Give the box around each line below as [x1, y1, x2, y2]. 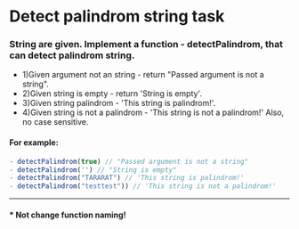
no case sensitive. [21, 117, 89, 127]
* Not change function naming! [9, 209, 126, 220]
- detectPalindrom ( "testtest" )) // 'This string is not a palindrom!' [9, 182, 277, 191]
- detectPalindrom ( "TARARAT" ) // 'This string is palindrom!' [9, 174, 245, 183]
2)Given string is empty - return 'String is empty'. [21, 88, 203, 99]
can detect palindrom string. [9, 49, 135, 61]
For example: [9, 137, 60, 148]
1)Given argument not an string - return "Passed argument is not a [21, 70, 264, 80]
